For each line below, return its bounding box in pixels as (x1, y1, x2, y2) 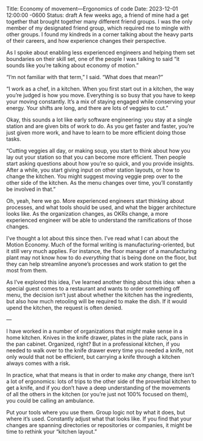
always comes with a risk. (6, 359, 71, 367)
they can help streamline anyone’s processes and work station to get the (6, 260, 187, 268)
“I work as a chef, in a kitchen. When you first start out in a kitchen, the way (6, 85, 195, 92)
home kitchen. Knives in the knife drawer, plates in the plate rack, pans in (6, 334, 188, 341)
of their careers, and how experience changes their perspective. (6, 37, 167, 44)
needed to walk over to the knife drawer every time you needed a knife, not (6, 347, 193, 354)
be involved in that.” (6, 185, 56, 193)
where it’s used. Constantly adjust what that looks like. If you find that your (6, 415, 192, 422)
